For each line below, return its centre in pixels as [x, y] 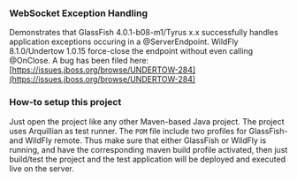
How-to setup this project [65, 102]
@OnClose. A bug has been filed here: [79, 61]
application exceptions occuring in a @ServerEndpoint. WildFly [124, 41]
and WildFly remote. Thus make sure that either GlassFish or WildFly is [138, 140]
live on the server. [42, 168]
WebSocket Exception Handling [79, 13]
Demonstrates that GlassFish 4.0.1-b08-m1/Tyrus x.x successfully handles [144, 33]
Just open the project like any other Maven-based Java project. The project [147, 121]
